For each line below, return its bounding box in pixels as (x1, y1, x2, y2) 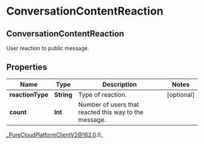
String (54, 90, 73, 98)
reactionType (9, 90, 49, 98)
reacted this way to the (78, 108, 144, 116)
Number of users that (78, 100, 140, 109)
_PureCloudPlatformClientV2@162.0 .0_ (6, 131, 103, 138)
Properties (6, 62, 47, 72)
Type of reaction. (78, 90, 127, 98)
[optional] (166, 90, 195, 98)
